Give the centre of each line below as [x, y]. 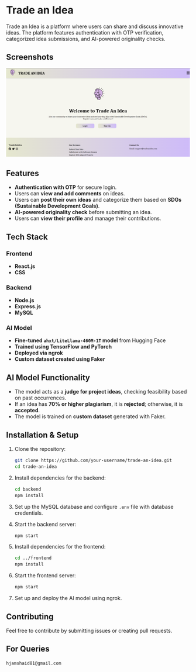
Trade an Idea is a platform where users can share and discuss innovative [95, 26]
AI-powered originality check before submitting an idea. [83, 212]
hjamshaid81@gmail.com [34, 663]
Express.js [27, 306]
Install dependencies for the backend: [60, 478]
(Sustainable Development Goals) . [57, 206]
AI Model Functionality [48, 378]
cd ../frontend [33, 558]
